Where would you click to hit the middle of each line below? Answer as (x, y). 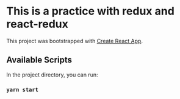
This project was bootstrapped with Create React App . (75, 41)
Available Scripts (39, 60)
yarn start (22, 90)
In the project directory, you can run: (52, 75)
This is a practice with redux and (91, 11)
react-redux (38, 24)
